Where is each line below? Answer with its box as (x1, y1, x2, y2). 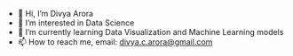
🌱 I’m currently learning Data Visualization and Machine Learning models (17, 27, 284, 37)
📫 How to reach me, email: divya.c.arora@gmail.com (17, 37, 213, 47)
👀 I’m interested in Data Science (17, 17, 135, 28)
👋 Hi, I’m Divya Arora (17, 9, 94, 18)
